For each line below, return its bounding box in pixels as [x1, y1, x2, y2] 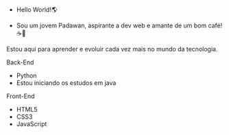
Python [16, 71, 37, 79]
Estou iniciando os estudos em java [16, 79, 117, 87]
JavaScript [16, 120, 47, 128]
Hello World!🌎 [16, 5, 58, 14]
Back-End [6, 58, 34, 66]
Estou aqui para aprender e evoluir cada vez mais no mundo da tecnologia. [6, 45, 218, 53]
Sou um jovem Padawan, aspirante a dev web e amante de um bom [16, 21, 207, 29]
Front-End [6, 92, 35, 100]
